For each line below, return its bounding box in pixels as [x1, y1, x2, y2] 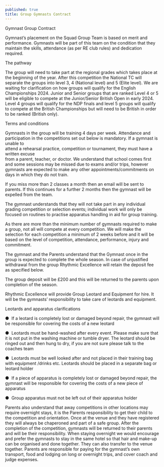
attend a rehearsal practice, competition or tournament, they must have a [5, 146, 153, 151]
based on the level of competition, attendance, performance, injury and [5, 236, 149, 243]
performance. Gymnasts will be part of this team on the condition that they [5, 40, 156, 46]
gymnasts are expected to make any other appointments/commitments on [5, 166, 154, 172]
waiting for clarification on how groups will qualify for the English [5, 85, 136, 91]
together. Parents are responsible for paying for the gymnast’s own [5, 446, 140, 452]
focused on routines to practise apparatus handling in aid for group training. [5, 211, 158, 217]
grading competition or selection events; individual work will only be [5, 206, 142, 212]
